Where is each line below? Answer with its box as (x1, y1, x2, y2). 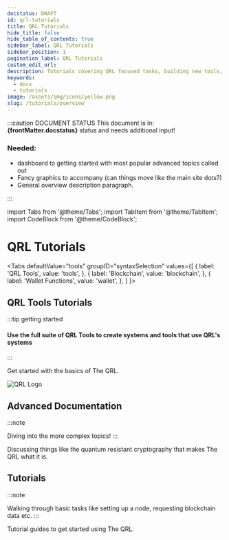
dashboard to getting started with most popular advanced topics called (17, 159, 219, 168)
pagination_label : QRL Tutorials (7, 55, 103, 62)
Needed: (7, 143, 36, 152)
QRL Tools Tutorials (7, 297, 93, 308)
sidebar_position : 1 (7, 49, 67, 56)
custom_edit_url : (7, 61, 57, 68)
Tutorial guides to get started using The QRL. (7, 525, 134, 533)
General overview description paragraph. (17, 181, 134, 190)
